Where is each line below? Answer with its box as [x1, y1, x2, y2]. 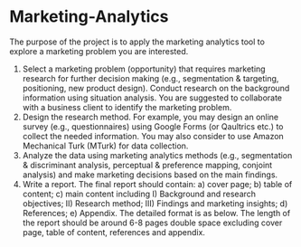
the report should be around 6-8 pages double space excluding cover [22, 217, 283, 228]
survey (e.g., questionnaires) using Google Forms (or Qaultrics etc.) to [22, 120, 284, 132]
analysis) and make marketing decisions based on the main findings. [22, 169, 278, 180]
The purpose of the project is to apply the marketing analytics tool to [9, 36, 265, 47]
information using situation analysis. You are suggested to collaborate [22, 92, 283, 103]
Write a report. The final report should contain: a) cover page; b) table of [22, 178, 293, 189]
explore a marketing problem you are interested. [9, 45, 189, 56]
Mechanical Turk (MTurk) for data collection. [22, 140, 189, 151]
